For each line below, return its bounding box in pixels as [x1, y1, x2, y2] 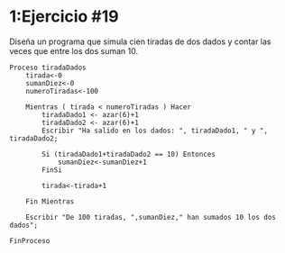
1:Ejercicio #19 [9, 6, 119, 27]
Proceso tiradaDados [9, 63, 87, 72]
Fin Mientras [25, 196, 75, 206]
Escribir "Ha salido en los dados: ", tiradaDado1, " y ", [41, 126, 269, 135]
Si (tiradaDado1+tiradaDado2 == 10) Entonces [41, 149, 216, 158]
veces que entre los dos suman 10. [9, 45, 138, 56]
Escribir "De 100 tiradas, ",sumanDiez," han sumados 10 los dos [25, 212, 277, 221]
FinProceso [9, 236, 51, 245]
